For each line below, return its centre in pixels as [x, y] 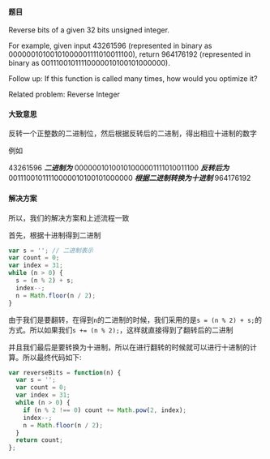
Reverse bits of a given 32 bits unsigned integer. [89, 30]
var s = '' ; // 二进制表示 [51, 251]
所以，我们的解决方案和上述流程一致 [69, 217]
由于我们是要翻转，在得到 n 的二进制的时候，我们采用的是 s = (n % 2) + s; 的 [135, 320]
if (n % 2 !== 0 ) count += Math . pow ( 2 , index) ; [105, 410]
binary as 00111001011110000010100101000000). [89, 63]
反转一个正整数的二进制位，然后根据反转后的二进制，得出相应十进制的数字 [133, 134]
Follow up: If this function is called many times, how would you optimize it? [133, 79]
